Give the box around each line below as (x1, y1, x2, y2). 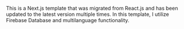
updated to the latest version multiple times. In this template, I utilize (6, 11, 169, 18)
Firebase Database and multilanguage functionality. (6, 17, 130, 23)
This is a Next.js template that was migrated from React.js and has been (6, 5, 179, 11)
